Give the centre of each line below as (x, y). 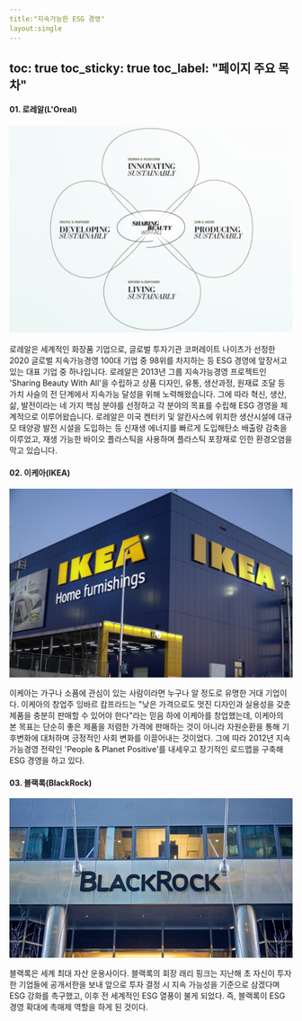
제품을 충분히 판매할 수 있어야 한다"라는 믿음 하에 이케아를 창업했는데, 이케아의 (147, 715)
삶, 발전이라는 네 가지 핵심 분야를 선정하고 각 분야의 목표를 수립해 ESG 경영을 (144, 405)
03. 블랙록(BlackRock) (51, 783)
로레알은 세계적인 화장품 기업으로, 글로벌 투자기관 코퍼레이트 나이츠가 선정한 (142, 350)
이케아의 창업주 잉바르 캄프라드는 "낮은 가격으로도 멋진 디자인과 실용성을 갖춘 (156, 705)
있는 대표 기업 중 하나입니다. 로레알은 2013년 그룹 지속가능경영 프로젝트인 (138, 372)
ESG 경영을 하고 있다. (47, 760)
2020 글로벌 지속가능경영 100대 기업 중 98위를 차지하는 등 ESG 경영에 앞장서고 (148, 360)
